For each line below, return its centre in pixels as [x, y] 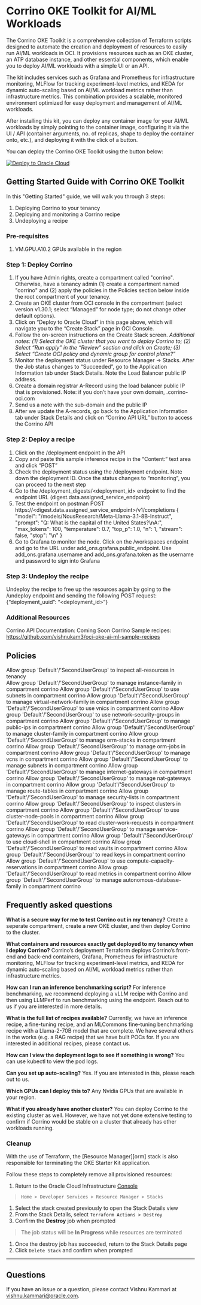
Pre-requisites [28, 236]
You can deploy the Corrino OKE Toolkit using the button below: [85, 151]
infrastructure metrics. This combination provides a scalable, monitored [94, 96]
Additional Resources [38, 617]
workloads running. [30, 1128]
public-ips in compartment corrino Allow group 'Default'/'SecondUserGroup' [100, 727]
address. [26, 380]
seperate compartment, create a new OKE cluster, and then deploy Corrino [98, 925]
